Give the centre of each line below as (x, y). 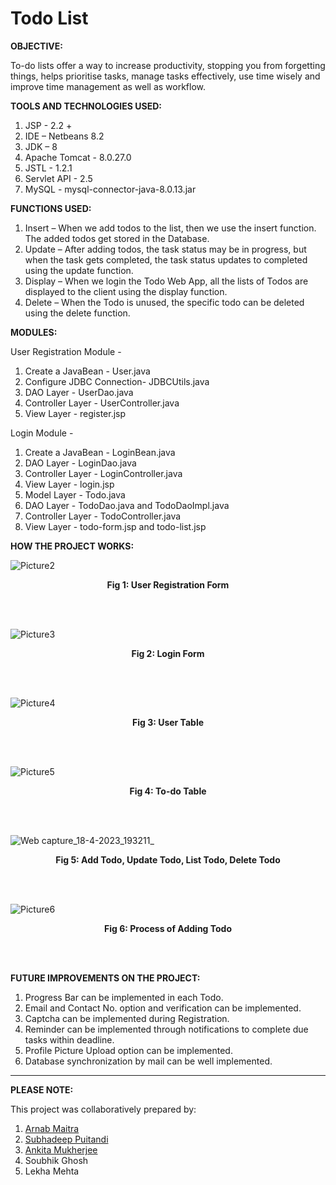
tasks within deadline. (69, 1039)
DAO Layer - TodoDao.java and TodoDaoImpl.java (127, 505)
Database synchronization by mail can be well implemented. (148, 1061)
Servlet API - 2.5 (58, 178)
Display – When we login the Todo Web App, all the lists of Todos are (166, 281)
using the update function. (79, 270)
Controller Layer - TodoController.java (103, 516)
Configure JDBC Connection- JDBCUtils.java (117, 381)
